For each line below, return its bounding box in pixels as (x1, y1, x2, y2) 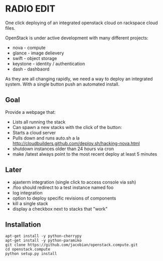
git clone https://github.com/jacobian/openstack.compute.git (5, 242, 138, 247)
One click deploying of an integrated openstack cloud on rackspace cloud (5, 20, 158, 26)
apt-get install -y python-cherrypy (5, 234, 82, 239)
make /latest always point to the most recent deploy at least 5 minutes (12, 151, 157, 157)
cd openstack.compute (5, 247, 51, 252)
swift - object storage (12, 55, 57, 61)
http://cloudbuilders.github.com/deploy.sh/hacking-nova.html (12, 140, 140, 146)
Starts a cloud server (12, 129, 56, 136)
